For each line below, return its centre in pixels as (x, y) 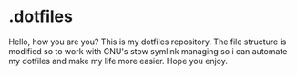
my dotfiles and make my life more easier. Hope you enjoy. (118, 61)
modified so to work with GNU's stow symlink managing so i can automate (148, 51)
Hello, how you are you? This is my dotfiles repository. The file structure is (148, 42)
